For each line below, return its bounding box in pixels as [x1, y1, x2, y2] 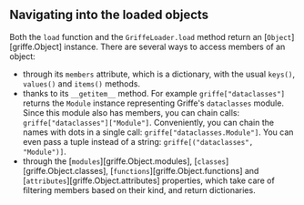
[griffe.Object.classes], [22, 165, 109, 176]
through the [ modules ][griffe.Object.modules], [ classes [22, 155, 226, 167]
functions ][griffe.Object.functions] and [113, 165, 259, 176]
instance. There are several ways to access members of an [63, 41, 286, 52]
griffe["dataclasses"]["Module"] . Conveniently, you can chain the [22, 117, 275, 128]
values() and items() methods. [22, 77, 141, 89]
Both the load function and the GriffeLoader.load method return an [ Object [9, 31, 292, 42]
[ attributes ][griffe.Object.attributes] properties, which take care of [22, 175, 275, 186]
